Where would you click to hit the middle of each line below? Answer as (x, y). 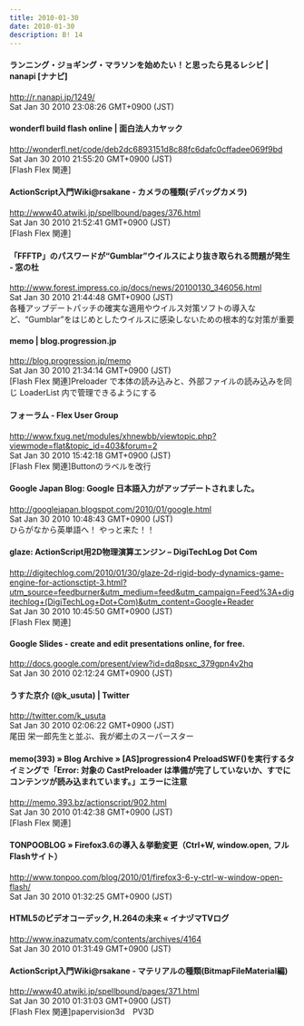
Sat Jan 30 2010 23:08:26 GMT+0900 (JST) (92, 106)
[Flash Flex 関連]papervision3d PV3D (82, 1011)
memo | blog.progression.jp (63, 340)
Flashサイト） (36, 856)
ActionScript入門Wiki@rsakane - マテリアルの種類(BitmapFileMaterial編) (149, 971)
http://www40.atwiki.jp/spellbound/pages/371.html (104, 992)
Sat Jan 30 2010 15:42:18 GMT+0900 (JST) (90, 455)
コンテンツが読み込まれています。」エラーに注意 (98, 782)
